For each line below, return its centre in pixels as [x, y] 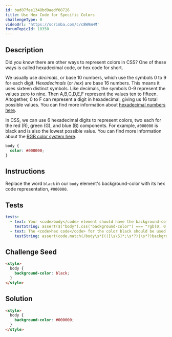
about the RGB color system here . [41, 136]
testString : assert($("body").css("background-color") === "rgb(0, [88, 226]
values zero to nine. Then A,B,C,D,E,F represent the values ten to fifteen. [82, 94]
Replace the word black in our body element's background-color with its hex [85, 184]
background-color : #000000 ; [44, 320]
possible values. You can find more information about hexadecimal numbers [85, 104]
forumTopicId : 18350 [27, 29]
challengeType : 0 [24, 19]
